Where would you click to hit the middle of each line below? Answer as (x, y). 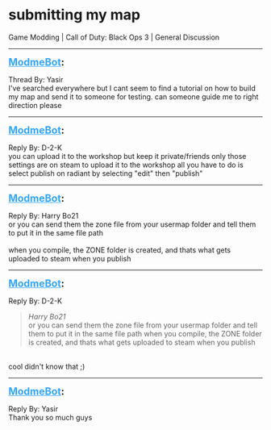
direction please (35, 105)
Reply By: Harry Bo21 (44, 215)
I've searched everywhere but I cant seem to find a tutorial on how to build (132, 88)
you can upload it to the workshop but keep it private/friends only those (127, 156)
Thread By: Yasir (36, 79)
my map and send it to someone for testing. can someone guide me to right (133, 96)
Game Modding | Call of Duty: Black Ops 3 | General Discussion (114, 37)
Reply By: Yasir (33, 408)
